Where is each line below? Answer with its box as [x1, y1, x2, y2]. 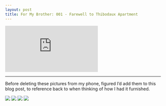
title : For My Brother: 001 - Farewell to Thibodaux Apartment [5, 12, 138, 17]
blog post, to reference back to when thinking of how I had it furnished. [5, 86, 150, 92]
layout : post [5, 7, 32, 12]
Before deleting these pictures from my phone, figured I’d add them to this [5, 80, 156, 86]
